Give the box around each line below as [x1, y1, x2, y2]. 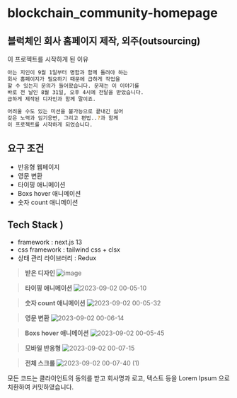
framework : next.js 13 [17, 238, 83, 246]
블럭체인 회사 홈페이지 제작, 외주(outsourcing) [7, 35, 201, 47]
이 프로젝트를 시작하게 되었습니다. [7, 122, 93, 129]
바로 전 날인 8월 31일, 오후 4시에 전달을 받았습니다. [7, 88, 144, 96]
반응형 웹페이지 [17, 163, 60, 171]
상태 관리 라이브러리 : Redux [17, 253, 97, 262]
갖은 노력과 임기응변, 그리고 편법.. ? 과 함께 [7, 115, 119, 122]
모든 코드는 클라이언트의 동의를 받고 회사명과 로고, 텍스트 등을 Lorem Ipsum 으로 [7, 373, 230, 382]
